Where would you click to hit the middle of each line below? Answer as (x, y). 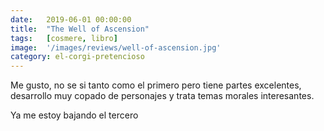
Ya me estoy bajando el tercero (74, 115)
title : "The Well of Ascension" (80, 29)
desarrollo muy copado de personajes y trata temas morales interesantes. (162, 96)
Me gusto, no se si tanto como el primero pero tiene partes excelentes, (156, 85)
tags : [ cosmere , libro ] (64, 38)
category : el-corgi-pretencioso (77, 57)
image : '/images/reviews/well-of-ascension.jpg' (116, 47)
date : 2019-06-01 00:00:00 (71, 19)
